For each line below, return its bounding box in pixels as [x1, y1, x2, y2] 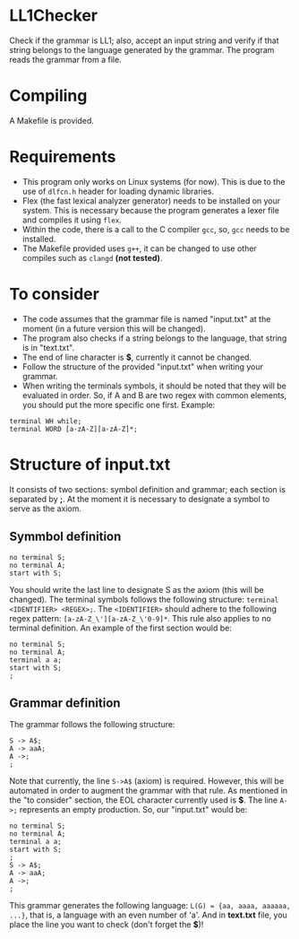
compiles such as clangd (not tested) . [21, 252, 163, 263]
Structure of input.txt [9, 454, 171, 474]
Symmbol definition [9, 529, 122, 544]
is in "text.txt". [21, 342, 74, 352]
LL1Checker [9, 5, 98, 26]
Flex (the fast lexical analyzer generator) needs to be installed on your [21, 195, 281, 206]
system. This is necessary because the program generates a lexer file [21, 204, 280, 215]
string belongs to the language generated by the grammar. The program [9, 44, 275, 55]
